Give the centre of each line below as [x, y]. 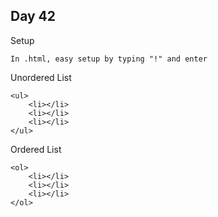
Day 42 [33, 16]
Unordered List [41, 77]
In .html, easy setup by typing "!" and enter [109, 59]
